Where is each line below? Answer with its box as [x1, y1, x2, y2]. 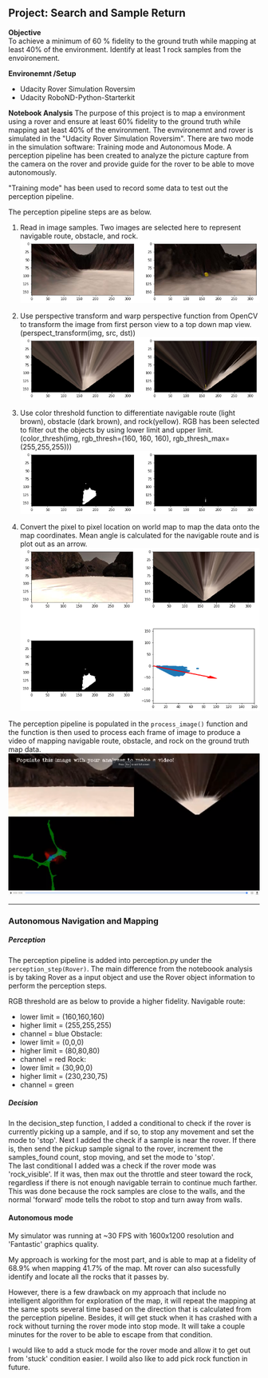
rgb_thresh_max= [172, 433, 230, 443]
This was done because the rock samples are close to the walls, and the [8, 1186, 246, 1196]
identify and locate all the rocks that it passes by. [8, 1272, 169, 1281]
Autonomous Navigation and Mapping [8, 915, 160, 926]
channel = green [19, 1080, 74, 1089]
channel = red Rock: [19, 1054, 86, 1064]
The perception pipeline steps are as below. [8, 207, 152, 217]
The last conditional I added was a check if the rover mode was [8, 1160, 217, 1170]
